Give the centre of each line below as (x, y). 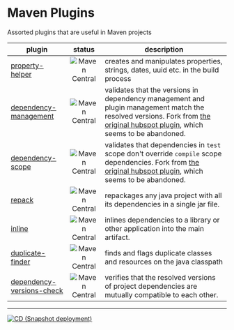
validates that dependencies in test (163, 144)
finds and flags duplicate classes (158, 253)
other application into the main (154, 228)
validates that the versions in (151, 90)
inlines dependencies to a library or (162, 220)
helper (21, 74)
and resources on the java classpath (163, 262)
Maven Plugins (51, 13)
